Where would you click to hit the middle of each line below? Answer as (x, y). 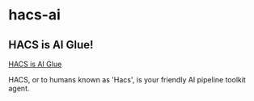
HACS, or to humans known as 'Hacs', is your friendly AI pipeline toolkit (127, 80)
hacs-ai (34, 15)
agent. (19, 88)
